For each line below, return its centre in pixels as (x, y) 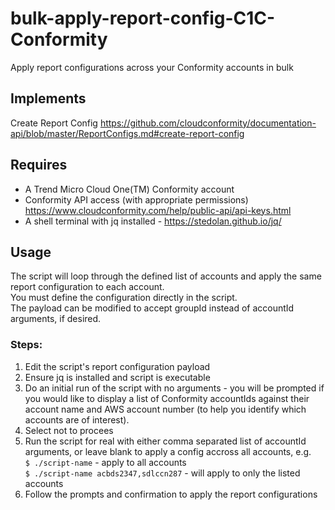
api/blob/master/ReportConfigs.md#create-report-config (127, 133)
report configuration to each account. (87, 287)
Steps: (26, 345)
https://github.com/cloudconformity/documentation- (208, 123)
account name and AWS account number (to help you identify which (165, 409)
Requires (39, 165)
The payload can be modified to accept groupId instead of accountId (152, 308)
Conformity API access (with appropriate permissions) (136, 199)
